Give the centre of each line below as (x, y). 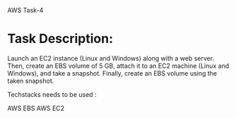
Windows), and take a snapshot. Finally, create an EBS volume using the (112, 73)
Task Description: (60, 39)
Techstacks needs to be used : (52, 94)
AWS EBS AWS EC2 (36, 108)
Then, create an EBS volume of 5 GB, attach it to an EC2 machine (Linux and (118, 66)
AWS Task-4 (25, 10)
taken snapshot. (31, 81)
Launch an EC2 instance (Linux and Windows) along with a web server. (111, 58)
